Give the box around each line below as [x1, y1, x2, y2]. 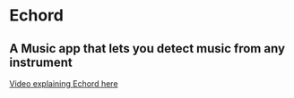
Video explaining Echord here [9, 78, 118, 89]
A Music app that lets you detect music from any [9, 41, 285, 56]
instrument [9, 54, 73, 69]
